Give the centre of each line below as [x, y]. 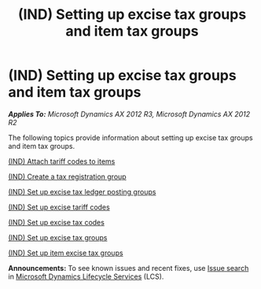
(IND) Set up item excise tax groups [66, 253]
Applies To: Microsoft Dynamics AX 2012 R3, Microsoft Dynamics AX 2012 [129, 114]
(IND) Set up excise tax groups [58, 237]
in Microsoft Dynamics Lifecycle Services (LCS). [86, 276]
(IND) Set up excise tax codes [56, 222]
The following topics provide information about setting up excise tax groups [130, 137]
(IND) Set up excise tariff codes [59, 207]
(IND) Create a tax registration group [68, 176]
